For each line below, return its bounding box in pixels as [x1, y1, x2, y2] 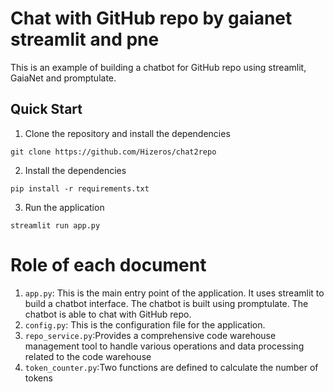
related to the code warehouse [24, 350, 152, 362]
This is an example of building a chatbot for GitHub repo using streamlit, [10, 61, 307, 73]
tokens [24, 372, 53, 384]
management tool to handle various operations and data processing [24, 340, 305, 352]
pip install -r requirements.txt [10, 183, 150, 194]
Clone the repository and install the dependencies [24, 127, 231, 139]
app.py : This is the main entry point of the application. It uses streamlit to [24, 287, 325, 299]
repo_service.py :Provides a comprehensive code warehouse [24, 329, 277, 341]
